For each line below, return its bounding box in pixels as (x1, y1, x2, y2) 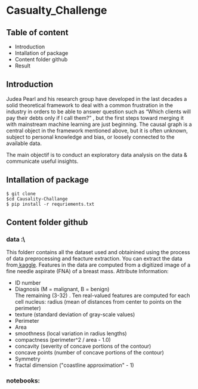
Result (14, 62, 31, 69)
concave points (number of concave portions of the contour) (14, 349, 164, 356)
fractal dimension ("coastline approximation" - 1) (14, 362, 134, 369)
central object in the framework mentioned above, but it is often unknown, (6, 126, 188, 134)
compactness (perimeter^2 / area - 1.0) (14, 336, 112, 344)
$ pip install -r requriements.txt (6, 201, 95, 207)
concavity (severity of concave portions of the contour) (14, 342, 151, 350)
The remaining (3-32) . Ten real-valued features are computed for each (14, 292, 190, 299)
